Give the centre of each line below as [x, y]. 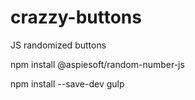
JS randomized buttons [58, 45]
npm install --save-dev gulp [67, 83]
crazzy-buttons [76, 17]
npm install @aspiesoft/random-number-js [97, 64]
